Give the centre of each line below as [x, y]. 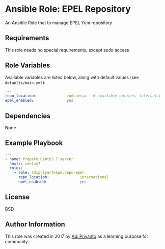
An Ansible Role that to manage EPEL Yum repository [59, 23]
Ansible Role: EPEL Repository [68, 9]
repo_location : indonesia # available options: [71, 96]
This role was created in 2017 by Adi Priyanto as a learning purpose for [77, 236]
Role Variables [27, 66]
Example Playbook [34, 143]
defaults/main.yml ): [25, 83]
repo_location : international [63, 177]
